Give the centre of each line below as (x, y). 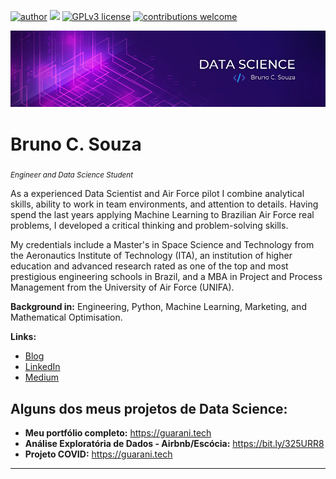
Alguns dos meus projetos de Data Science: (149, 408)
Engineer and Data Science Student (72, 175)
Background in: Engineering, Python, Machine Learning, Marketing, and (158, 307)
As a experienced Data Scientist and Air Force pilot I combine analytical (157, 194)
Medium (42, 377)
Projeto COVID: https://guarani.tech (98, 454)
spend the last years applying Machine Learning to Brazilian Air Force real (162, 215)
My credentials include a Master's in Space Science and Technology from (162, 245)
